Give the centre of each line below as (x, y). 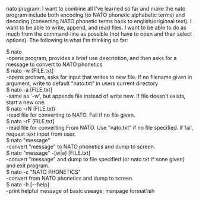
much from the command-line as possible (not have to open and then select (99, 34)
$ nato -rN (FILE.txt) (31, 109)
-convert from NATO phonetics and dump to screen (69, 178)
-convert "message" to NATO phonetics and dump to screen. (81, 146)
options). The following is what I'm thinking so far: (67, 40)
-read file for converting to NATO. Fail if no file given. (71, 115)
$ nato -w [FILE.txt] (30, 71)
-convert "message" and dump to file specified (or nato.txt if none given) (96, 159)
